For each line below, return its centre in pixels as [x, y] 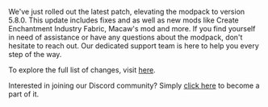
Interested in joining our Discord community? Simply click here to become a [134, 85]
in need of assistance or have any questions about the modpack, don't [126, 37]
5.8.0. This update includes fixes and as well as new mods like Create [124, 20]
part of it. [24, 94]
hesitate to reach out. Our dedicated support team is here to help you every [134, 46]
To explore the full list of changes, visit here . [82, 70]
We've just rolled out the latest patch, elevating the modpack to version [127, 12]
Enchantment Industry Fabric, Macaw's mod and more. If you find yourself [132, 29]
